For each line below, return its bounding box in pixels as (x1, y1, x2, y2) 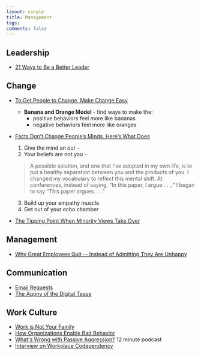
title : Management (6, 14, 52, 20)
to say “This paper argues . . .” (29, 187, 105, 195)
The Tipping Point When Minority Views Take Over (14, 217, 140, 224)
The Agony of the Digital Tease (14, 290, 92, 297)
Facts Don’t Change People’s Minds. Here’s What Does (14, 132, 150, 139)
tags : (6, 20, 20, 26)
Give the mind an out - (23, 144, 80, 151)
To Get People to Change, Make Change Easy (14, 96, 128, 104)
